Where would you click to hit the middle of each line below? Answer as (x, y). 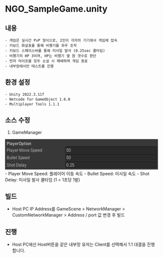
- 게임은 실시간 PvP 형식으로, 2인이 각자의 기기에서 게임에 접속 (61, 40)
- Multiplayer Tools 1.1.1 (32, 104)
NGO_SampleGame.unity (56, 9)
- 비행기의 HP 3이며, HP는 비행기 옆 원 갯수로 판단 (51, 56)
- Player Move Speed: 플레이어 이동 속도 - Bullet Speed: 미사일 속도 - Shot (77, 173)
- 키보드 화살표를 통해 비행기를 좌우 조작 (41, 46)
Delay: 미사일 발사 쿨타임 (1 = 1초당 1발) (43, 180)
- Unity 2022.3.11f (25, 94)
